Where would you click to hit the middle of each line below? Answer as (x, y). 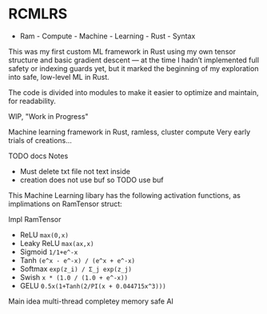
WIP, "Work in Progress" (49, 116)
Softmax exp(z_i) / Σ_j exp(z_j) (76, 268)
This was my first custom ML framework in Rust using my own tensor (122, 51)
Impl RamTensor (35, 219)
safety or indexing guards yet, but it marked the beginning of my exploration (133, 68)
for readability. (32, 101)
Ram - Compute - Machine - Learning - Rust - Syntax (108, 36)
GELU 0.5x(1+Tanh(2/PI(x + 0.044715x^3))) (93, 285)
